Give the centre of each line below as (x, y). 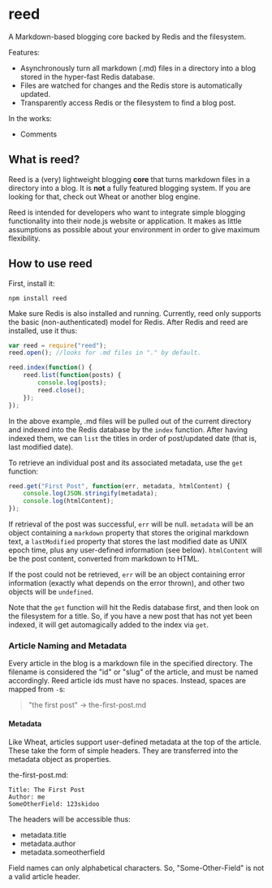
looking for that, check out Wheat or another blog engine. (104, 197)
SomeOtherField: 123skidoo (54, 804)
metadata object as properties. (60, 759)
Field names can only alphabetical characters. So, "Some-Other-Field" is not (136, 868)
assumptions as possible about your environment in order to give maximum (134, 229)
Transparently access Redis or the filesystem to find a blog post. (128, 102)
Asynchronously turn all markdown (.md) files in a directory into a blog (138, 68)
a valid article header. (45, 876)
